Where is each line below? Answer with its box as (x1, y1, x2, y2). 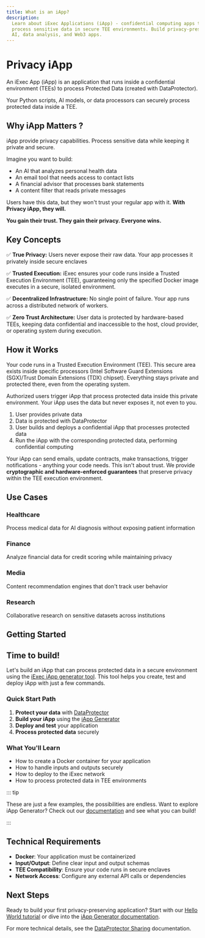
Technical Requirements (6, 836, 101, 847)
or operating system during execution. (6, 327, 103, 334)
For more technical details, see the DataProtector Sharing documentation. (6, 925, 192, 932)
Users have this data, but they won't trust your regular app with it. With (6, 198, 185, 205)
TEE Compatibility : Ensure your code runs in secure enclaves (15, 866, 171, 873)
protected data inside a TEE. (6, 103, 77, 111)
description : (6, 15, 40, 21)
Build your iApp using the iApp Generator (15, 715, 120, 722)
